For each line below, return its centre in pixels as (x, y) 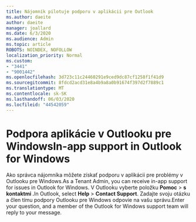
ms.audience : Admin (30, 39)
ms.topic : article (28, 45)
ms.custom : (19, 61)
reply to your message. (34, 213)
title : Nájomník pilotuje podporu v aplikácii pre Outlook (80, 11)
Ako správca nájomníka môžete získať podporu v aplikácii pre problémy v (94, 175)
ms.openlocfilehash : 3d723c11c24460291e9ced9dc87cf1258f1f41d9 (85, 77)
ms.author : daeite (28, 17)
